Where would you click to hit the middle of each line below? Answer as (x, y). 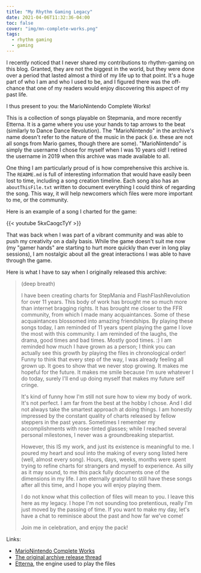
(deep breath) (38, 283)
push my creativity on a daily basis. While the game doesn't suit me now (96, 241)
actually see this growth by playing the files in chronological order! (103, 353)
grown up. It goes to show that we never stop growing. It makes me (104, 365)
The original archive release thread (58, 557)
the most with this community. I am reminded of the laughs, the (99, 333)
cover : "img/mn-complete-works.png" (52, 29)
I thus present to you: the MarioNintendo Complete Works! (79, 106)
